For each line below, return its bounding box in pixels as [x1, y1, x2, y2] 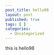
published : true [5, 17, 40, 22]
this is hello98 [5, 45, 35, 51]
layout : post [5, 12, 33, 17]
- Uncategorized [10, 31, 44, 36]
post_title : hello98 [5, 7, 49, 13]
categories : [5, 26, 31, 32]
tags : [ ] [5, 21, 26, 27]
